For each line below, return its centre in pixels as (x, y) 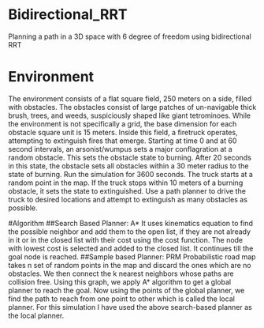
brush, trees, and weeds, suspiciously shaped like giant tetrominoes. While (130, 115)
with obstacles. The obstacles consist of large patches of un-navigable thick (132, 107)
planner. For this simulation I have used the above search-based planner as (130, 307)
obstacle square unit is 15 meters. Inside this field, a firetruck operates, (123, 132)
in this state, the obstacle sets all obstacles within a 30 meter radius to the (128, 166)
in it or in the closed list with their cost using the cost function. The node (126, 239)
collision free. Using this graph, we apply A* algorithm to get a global (119, 281)
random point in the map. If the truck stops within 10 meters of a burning (126, 183)
